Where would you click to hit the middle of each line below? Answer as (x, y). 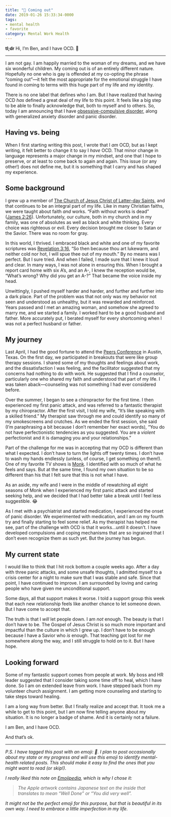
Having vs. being (33, 133)
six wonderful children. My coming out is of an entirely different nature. (80, 69)
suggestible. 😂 (21, 501)
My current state (32, 554)
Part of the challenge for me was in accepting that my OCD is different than (84, 448)
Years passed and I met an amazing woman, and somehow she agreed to (82, 307)
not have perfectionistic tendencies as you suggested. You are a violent (80, 432)
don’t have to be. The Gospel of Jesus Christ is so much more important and (85, 625)
